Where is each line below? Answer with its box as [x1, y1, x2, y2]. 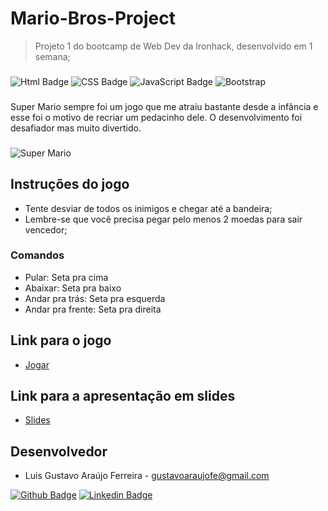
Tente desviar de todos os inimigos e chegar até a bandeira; [24, 202, 273, 214]
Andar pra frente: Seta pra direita [24, 303, 162, 315]
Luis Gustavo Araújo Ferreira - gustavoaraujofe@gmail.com [24, 470, 270, 482]
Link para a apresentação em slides [10, 388, 236, 405]
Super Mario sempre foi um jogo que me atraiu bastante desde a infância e [10, 100, 319, 112]
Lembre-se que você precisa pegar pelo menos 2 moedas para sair [24, 213, 303, 225]
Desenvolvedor [10, 443, 108, 460]
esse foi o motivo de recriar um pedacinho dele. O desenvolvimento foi [10, 111, 303, 123]
